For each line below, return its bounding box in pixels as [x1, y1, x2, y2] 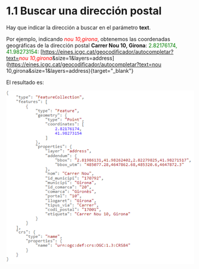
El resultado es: [6, 79, 45, 86]
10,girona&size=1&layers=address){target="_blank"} [6, 67, 134, 74]
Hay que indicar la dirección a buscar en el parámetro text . [6, 24, 151, 31]
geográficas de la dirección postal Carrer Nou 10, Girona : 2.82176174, [6, 42, 178, 49]
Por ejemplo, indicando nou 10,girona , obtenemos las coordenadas [6, 35, 171, 42]
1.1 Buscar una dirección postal [6, 4, 162, 18]
